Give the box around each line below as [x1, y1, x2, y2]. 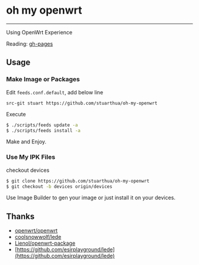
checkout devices [6, 167, 50, 174]
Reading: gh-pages [6, 40, 53, 47]
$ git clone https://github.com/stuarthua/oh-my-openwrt [6, 178, 150, 184]
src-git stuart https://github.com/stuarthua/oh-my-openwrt [6, 100, 158, 106]
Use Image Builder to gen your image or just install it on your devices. [6, 194, 176, 202]
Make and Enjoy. [6, 138, 47, 145]
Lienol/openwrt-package [14, 240, 76, 247]
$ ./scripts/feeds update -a [6, 122, 78, 128]
